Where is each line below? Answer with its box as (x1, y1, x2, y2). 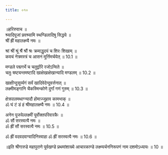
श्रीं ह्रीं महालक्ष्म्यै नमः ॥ (5, 37, 40, 43)
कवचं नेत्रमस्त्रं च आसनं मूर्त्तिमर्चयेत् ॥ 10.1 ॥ (5, 53, 78, 59)
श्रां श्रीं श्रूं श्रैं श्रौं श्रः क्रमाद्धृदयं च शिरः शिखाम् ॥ (5, 48, 77, 54)
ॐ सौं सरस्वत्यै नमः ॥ (5, 117, 40, 123)
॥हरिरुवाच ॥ (5, 26, 27, 32)
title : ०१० (5, 7, 28, 13)
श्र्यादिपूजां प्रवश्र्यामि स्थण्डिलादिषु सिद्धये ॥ (5, 32, 71, 38)
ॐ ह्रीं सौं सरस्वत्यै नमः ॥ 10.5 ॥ (5, 123, 59, 129)
